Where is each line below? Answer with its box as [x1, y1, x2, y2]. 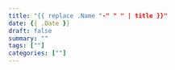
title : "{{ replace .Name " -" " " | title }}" [8, 11, 168, 20]
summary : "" [8, 34, 48, 43]
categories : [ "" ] [8, 49, 67, 57]
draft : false [8, 27, 52, 35]
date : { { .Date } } [8, 19, 70, 27]
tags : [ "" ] [8, 42, 45, 50]
